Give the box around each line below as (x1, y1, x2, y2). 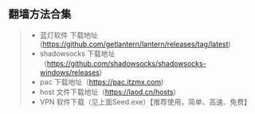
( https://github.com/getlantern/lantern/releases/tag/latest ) (39, 39, 231, 49)
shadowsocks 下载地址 (39, 49, 116, 58)
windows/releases (39, 67, 100, 77)
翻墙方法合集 (8, 7, 72, 22)
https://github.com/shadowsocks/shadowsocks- (46, 58, 207, 68)
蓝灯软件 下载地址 (39, 30, 98, 40)
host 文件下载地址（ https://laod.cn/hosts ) (39, 87, 177, 96)
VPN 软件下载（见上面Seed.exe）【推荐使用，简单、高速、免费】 (39, 96, 251, 106)
